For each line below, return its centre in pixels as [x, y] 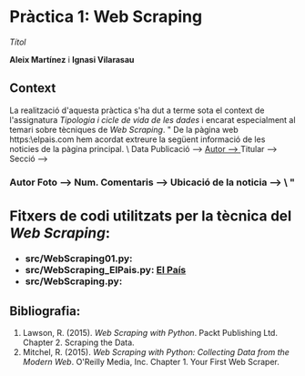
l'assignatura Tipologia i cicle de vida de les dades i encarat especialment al [152, 119]
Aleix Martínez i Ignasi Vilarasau [72, 59]
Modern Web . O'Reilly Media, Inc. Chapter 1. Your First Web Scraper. [151, 362]
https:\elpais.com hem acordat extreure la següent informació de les [137, 139]
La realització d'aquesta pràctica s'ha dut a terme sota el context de [137, 110]
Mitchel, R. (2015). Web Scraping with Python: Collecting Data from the [156, 352]
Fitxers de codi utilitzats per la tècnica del [151, 216]
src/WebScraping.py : [74, 281]
